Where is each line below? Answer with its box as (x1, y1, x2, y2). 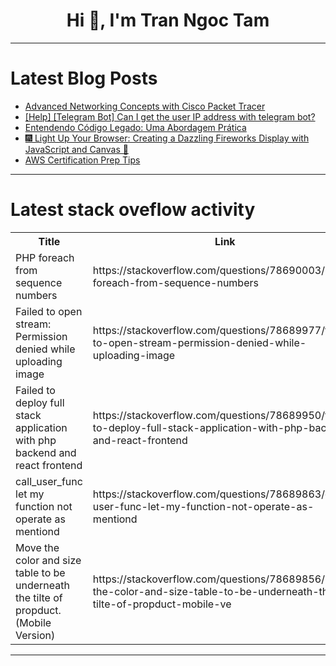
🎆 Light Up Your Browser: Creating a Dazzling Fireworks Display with (24, 132, 310, 144)
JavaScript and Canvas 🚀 (24, 143, 129, 155)
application (15, 420, 68, 434)
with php (15, 433, 57, 447)
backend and (15, 445, 77, 459)
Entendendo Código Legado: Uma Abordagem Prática (24, 121, 247, 133)
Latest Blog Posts (10, 67, 158, 90)
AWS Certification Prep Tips (24, 154, 141, 166)
